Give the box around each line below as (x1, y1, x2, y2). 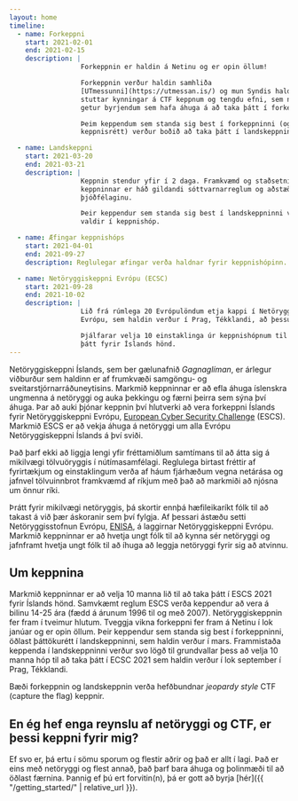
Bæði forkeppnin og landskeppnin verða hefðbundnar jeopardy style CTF (9, 681, 277, 692)
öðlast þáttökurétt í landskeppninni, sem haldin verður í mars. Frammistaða (9, 636, 281, 647)
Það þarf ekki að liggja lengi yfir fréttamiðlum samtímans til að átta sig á (9, 447, 271, 458)
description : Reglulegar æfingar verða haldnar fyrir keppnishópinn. (25, 258, 288, 267)
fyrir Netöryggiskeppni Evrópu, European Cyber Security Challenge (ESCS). (9, 411, 286, 421)
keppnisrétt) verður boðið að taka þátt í (80, 128, 240, 137)
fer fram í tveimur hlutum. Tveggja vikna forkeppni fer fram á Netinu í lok (9, 617, 273, 628)
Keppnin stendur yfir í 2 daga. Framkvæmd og (80, 177, 252, 185)
